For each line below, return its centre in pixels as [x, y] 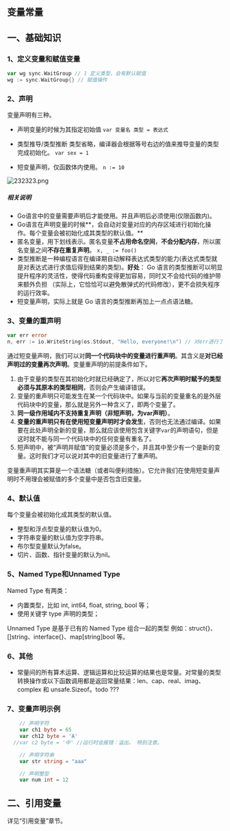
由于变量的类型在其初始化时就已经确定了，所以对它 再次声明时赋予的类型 [119, 379]
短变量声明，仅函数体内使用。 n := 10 [71, 167]
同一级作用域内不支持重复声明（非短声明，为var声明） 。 [95, 413]
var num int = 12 [44, 780]
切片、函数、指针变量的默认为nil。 [65, 555]
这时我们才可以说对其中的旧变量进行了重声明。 [95, 456]
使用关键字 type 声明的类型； [58, 613]
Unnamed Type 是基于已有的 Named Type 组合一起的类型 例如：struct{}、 [112, 628]
